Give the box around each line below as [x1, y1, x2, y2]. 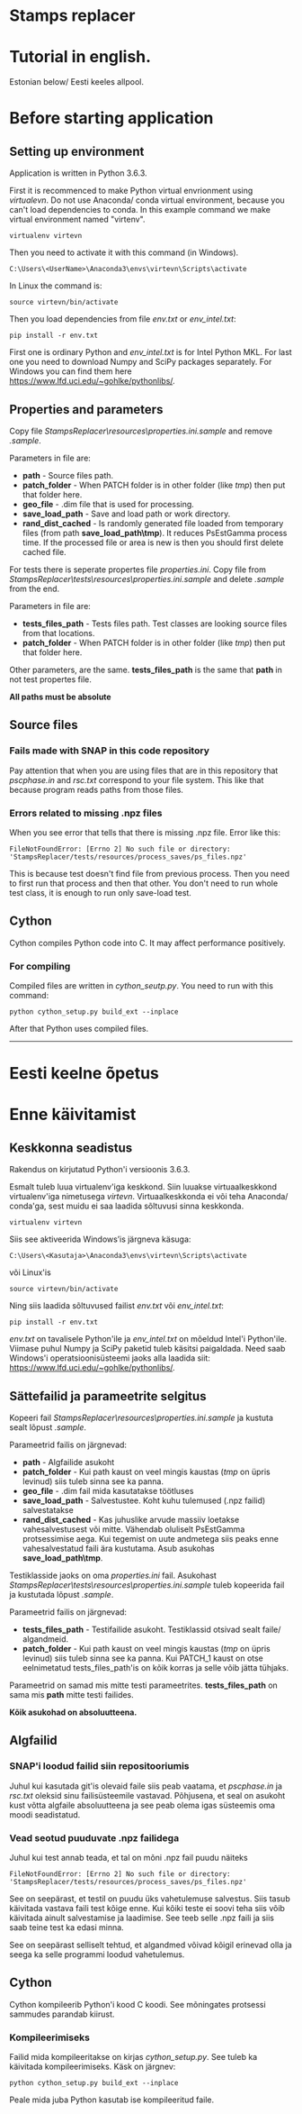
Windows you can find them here [9, 366, 132, 377]
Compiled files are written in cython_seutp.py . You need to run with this [9, 980, 274, 991]
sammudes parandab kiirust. [9, 2009, 115, 2019]
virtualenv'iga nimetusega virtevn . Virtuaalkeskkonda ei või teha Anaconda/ [9, 1191, 289, 1202]
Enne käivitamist [9, 1105, 137, 1125]
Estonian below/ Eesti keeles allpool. [9, 77, 144, 87]
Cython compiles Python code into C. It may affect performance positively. [9, 937, 286, 948]
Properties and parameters [9, 402, 164, 417]
